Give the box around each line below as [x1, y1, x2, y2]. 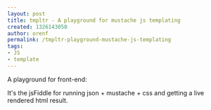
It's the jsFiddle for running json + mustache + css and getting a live [7, 88, 205, 97]
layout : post [7, 10, 46, 18]
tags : [7, 43, 23, 50]
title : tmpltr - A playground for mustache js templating [7, 17, 181, 24]
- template [7, 56, 39, 63]
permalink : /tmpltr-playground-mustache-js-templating [7, 36, 172, 43]
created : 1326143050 [7, 23, 68, 30]
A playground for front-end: [7, 75, 87, 83]
